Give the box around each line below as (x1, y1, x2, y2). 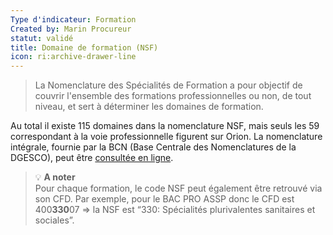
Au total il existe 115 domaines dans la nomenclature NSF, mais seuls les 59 (10, 120, 320, 132)
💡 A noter (34, 171, 76, 183)
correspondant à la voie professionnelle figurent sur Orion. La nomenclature (10, 131, 323, 143)
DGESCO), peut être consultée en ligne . (10, 152, 174, 164)
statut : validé (10, 33, 74, 43)
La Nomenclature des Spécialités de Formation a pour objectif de (34, 79, 303, 91)
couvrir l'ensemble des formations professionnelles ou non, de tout (34, 90, 312, 102)
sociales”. (34, 214, 75, 226)
